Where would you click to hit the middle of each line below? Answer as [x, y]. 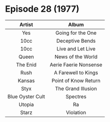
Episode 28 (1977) [42, 9]
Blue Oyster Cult [26, 97]
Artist [26, 24]
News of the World [76, 56]
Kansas [26, 80]
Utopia [26, 104]
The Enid [26, 65]
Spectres [76, 97]
